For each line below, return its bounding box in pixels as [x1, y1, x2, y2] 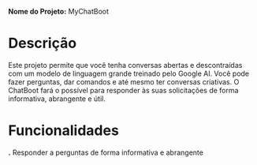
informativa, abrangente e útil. [8, 94, 106, 103]
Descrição [8, 35, 77, 52]
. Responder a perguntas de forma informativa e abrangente [8, 148, 203, 157]
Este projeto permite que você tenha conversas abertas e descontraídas [8, 60, 243, 69]
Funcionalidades [8, 122, 120, 140]
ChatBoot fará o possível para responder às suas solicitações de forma [8, 85, 239, 95]
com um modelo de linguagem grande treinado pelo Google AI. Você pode [8, 69, 250, 78]
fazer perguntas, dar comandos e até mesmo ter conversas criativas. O [8, 77, 240, 86]
